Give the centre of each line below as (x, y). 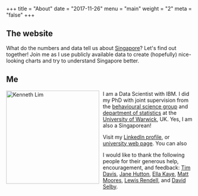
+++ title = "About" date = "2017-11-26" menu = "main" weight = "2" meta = (99, 9)
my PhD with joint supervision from (146, 100)
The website (30, 34)
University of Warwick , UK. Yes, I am (148, 119)
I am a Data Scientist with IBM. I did (146, 94)
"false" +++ (21, 15)
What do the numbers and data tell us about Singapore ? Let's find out (91, 48)
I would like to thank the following (144, 155)
